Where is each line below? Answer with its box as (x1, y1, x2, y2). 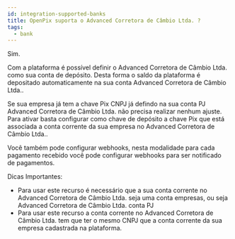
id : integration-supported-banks (7, 10, 106, 18)
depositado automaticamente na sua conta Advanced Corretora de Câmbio (7, 79, 227, 87)
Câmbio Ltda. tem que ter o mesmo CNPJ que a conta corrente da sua (17, 216, 223, 225)
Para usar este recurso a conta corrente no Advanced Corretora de (17, 209, 214, 217)
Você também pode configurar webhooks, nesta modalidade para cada (7, 143, 215, 152)
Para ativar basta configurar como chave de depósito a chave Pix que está (7, 115, 225, 123)
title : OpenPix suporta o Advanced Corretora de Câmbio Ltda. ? (7, 17, 201, 24)
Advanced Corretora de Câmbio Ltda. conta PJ (17, 201, 154, 210)
